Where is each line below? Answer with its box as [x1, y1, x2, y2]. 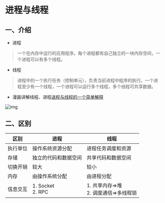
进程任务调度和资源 [86, 145, 132, 152]
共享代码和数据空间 [86, 154, 132, 161]
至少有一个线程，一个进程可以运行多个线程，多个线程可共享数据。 [21, 83, 156, 89]
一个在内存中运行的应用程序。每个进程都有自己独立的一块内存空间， [17, 50, 156, 56]
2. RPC [32, 188, 48, 195]
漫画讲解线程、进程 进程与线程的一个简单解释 [12, 94, 104, 100]
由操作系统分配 [32, 172, 68, 179]
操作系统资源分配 [32, 145, 73, 152]
